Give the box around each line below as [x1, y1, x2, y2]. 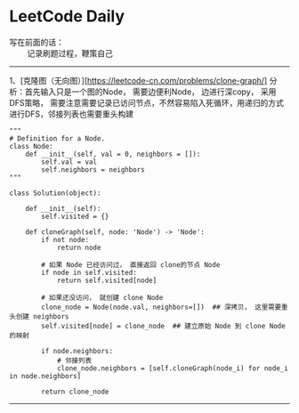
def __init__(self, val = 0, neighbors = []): [25, 150, 201, 158]
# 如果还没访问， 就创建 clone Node [41, 293, 164, 302]
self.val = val [41, 158, 98, 166]
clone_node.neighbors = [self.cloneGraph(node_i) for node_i [56, 363, 289, 373]
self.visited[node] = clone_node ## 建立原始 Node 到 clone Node [41, 321, 287, 330]
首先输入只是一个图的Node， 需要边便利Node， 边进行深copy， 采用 [24, 86, 277, 97]
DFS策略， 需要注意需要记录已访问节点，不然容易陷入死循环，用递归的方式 [9, 97, 285, 108]
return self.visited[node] [56, 276, 158, 285]
